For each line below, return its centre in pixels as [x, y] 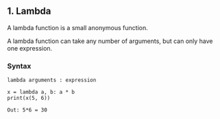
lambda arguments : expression [52, 80]
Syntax [19, 66]
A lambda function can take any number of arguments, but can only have [110, 41]
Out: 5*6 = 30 [27, 110]
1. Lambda [29, 11]
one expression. [30, 48]
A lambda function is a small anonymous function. [78, 27]
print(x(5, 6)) [29, 98]
